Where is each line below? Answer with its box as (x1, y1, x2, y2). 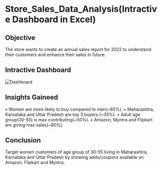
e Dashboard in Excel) (5, 14, 96, 25)
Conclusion (5, 136, 41, 144)
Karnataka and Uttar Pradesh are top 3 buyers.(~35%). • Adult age (5, 112, 140, 117)
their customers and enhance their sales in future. (5, 52, 106, 57)
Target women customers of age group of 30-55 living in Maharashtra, (5, 149, 148, 155)
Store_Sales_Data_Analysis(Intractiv (5, 3, 157, 15)
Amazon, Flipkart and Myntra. (5, 160, 65, 166)
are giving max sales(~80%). (5, 122, 64, 128)
